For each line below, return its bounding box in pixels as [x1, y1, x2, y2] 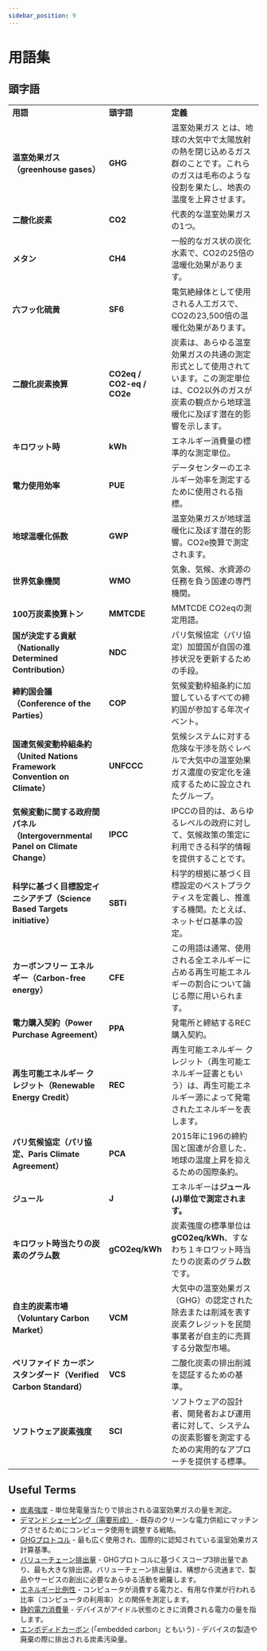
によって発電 [203, 1092, 251, 1103]
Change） [12, 852, 51, 863]
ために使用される [171, 486, 236, 497]
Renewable [52, 1080, 95, 1091]
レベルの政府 [179, 817, 228, 828]
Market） [12, 1324, 48, 1335]
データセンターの [171, 462, 236, 473]
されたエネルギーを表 [171, 1104, 252, 1115]
